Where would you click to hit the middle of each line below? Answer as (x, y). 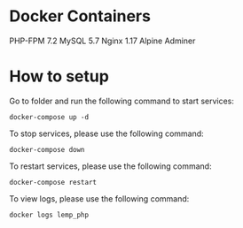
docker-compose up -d (49, 117)
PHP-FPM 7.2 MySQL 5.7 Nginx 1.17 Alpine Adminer (102, 41)
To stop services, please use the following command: (106, 133)
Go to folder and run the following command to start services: (122, 101)
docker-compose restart (53, 182)
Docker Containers (80, 16)
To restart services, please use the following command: (110, 166)
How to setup (59, 76)
